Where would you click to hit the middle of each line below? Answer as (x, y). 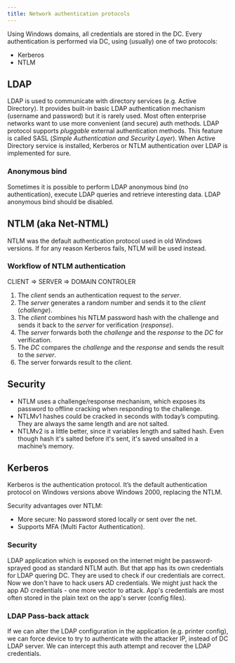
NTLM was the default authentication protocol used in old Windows (105, 241)
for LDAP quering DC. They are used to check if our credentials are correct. (116, 575)
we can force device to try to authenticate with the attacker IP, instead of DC (118, 638)
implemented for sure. (39, 153)
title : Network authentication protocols (69, 14)
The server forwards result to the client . (75, 362)
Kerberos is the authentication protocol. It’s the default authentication (107, 485)
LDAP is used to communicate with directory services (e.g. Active (102, 101)
